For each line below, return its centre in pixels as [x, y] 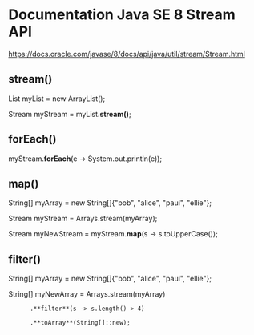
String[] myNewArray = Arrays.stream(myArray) [87, 294]
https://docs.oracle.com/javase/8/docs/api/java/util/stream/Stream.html [127, 54]
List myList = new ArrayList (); [57, 99]
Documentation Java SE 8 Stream [122, 15]
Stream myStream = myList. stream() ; [70, 114]
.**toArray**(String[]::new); [80, 323]
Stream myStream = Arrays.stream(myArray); [83, 219]
